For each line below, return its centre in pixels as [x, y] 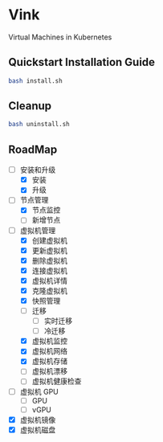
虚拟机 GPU [39, 391]
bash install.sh [35, 81]
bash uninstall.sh [39, 125]
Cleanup [30, 106]
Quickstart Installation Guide [81, 62]
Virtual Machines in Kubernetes [60, 37]
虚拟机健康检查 [57, 381]
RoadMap [33, 149]
